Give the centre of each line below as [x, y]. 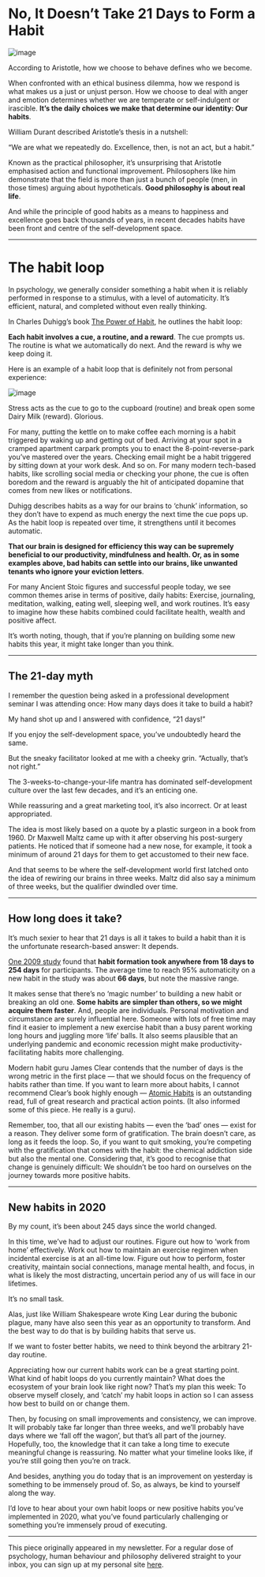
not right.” [24, 766]
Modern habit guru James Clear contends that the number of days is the [126, 1067]
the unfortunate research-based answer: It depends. [93, 946]
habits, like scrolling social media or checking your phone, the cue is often [129, 473]
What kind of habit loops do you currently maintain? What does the [117, 1379]
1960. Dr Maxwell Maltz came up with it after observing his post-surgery [125, 837]
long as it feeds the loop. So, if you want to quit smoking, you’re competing [130, 1142]
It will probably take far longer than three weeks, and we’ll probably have [126, 1428]
